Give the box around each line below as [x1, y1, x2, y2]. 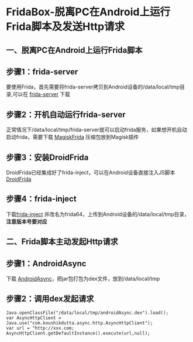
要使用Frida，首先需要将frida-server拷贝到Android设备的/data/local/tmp [6, 83, 180, 91]
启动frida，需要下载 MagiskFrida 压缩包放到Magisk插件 [6, 134, 139, 141]
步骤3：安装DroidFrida [6, 152, 89, 162]
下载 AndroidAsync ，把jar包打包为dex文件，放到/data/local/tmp [6, 275, 160, 282]
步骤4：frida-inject [6, 194, 77, 204]
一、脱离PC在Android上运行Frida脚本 [6, 45, 143, 55]
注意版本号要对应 [6, 218, 47, 225]
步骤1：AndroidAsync [6, 258, 87, 268]
